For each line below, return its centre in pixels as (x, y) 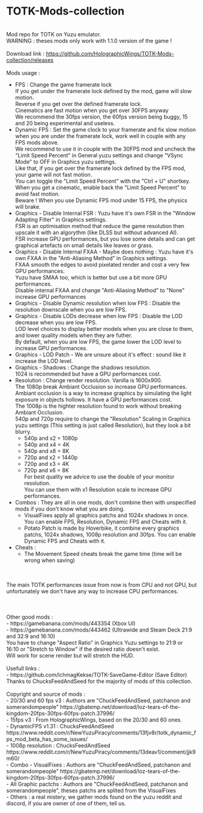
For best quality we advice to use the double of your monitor (99, 477)
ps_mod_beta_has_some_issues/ (47, 739)
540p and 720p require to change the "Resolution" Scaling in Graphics (103, 419)
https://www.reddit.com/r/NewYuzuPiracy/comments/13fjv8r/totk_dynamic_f (101, 733)
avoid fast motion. (37, 194)
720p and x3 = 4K (47, 463)
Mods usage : (23, 73)
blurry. (23, 431)
